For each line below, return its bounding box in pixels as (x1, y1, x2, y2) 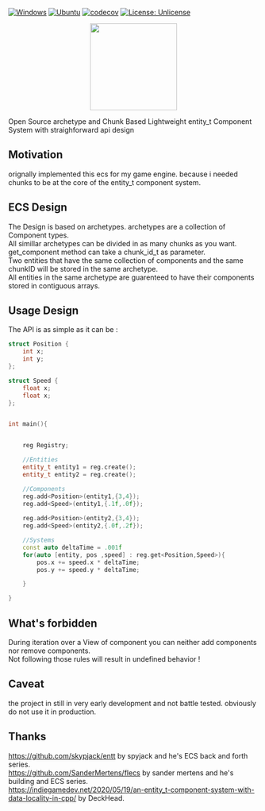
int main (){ (8, 420, 48, 428)
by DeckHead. (78, 793, 125, 802)
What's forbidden (8, 616, 98, 630)
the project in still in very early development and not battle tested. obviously (8, 698, 256, 708)
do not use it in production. (8, 707, 97, 716)
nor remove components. (8, 646, 91, 655)
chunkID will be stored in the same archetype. (8, 264, 159, 273)
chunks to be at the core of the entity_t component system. (8, 177, 201, 187)
